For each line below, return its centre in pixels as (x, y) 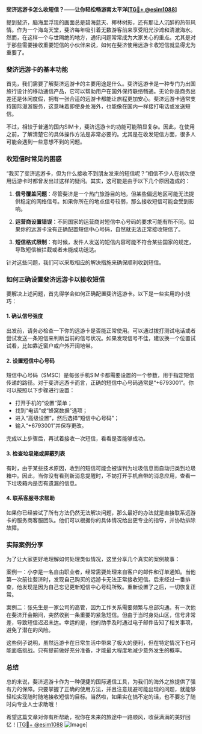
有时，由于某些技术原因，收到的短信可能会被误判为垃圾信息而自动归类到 (96, 468)
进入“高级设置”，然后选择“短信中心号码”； (67, 418)
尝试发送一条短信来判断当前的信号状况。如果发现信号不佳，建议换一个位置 (98, 338)
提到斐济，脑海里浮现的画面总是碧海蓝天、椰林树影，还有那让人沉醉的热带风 (101, 22)
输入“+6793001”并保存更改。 (51, 426)
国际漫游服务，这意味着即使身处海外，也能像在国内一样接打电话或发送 (98, 106)
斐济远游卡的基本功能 (37, 69)
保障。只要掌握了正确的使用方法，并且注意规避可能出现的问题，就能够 (109, 689)
